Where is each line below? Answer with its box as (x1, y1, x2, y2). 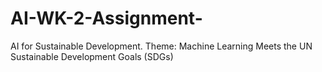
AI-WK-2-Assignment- (10, 7, 203, 30)
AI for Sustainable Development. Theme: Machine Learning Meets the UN (10, 40, 313, 52)
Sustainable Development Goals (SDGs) (10, 50, 174, 62)
